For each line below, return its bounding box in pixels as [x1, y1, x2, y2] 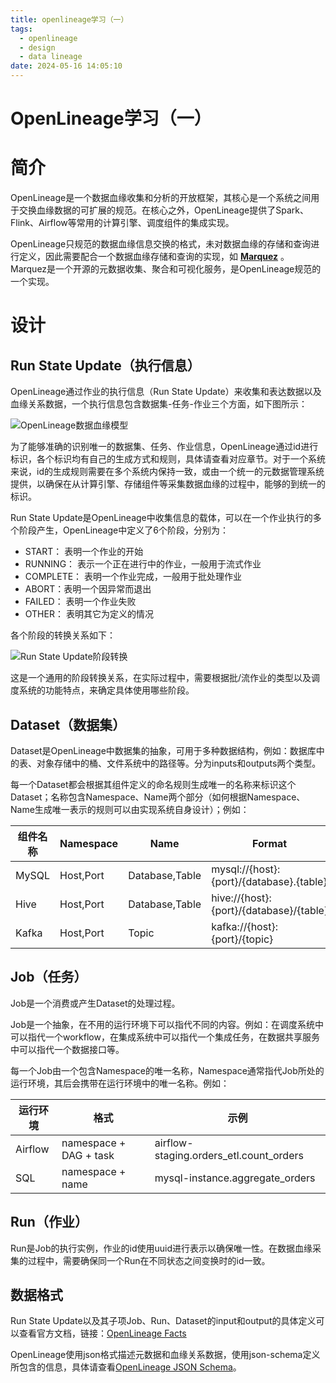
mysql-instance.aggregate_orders [154, 1171, 316, 1185]
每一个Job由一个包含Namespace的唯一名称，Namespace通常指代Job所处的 [10, 1064, 325, 1076]
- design [19, 42, 56, 53]
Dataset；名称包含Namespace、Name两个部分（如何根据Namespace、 [10, 791, 306, 803]
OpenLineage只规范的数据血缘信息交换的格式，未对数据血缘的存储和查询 [10, 238, 312, 250]
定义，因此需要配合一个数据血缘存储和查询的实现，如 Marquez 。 [18, 251, 290, 263]
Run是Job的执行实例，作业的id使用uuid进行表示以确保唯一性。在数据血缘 [10, 1242, 313, 1254]
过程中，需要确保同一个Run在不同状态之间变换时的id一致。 [27, 1254, 271, 1266]
